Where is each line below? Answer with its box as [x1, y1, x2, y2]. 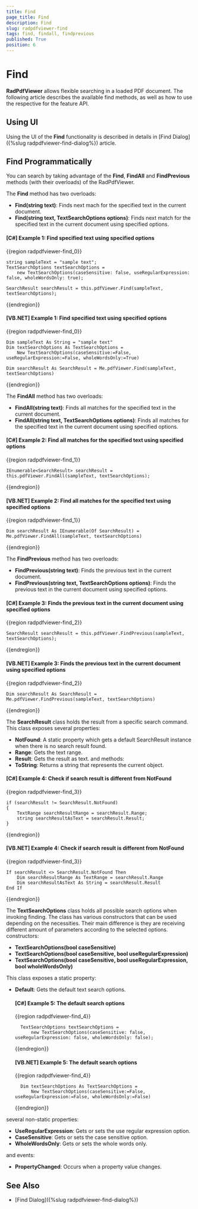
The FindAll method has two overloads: [6, 392, 103, 400]
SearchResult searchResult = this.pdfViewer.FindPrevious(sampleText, [6, 631, 185, 637]
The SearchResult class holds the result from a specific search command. [6, 718, 188, 725]
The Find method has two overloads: [6, 190, 97, 197]
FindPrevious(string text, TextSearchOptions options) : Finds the [14, 579, 177, 587]
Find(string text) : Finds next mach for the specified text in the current [14, 202, 186, 209]
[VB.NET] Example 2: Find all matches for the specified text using [6, 497, 171, 504]
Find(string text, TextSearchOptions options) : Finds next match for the [14, 214, 191, 222]
